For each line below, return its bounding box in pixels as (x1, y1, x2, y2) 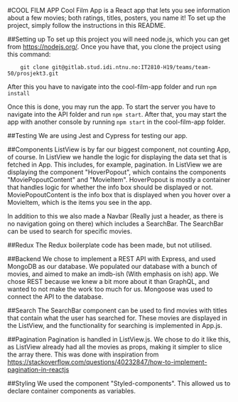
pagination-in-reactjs (7, 366, 70, 374)
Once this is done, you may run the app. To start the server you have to (7, 102, 216, 111)
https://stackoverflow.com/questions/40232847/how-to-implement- (7, 358, 207, 366)
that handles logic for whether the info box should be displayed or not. (7, 183, 213, 191)
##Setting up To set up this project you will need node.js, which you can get (7, 35, 229, 43)
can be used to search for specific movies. (7, 227, 133, 236)
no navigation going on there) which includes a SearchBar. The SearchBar (7, 220, 224, 228)
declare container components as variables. (7, 387, 136, 395)
